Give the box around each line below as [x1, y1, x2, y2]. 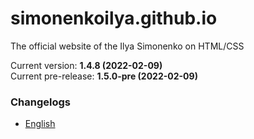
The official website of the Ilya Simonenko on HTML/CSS [10, 40, 245, 52]
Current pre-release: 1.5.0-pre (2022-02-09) [10, 70, 198, 82]
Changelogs [10, 95, 72, 109]
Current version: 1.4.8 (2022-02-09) [10, 59, 163, 71]
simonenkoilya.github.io [10, 7, 218, 30]
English [24, 118, 56, 130]
